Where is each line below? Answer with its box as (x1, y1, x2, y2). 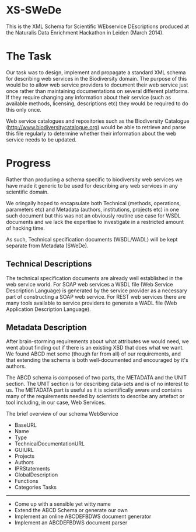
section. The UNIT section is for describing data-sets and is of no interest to (6, 381, 189, 388)
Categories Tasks (14, 483, 57, 491)
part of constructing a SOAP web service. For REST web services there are (6, 293, 186, 300)
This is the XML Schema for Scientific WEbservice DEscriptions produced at (6, 23, 190, 30)
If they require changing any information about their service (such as (6, 94, 171, 101)
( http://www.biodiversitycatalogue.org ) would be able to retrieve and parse (6, 123, 186, 130)
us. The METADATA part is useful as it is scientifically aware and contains (6, 386, 183, 393)
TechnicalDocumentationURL (14, 440, 85, 447)
